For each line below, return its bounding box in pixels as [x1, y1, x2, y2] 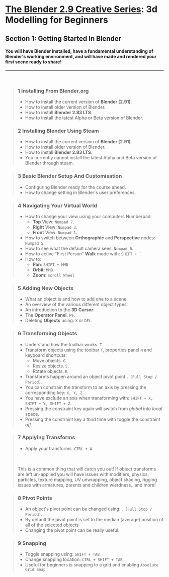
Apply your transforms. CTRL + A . [25, 445, 94, 451]
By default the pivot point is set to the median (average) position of [25, 517, 164, 523]
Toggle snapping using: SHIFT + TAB [25, 551, 100, 557]
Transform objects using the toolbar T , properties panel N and [25, 347, 152, 353]
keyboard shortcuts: [25, 352, 67, 358]
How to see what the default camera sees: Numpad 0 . [25, 245, 133, 251]
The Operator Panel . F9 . [25, 312, 75, 318]
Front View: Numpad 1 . [32, 229, 77, 235]
